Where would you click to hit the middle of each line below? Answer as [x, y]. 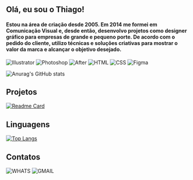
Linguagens [28, 124]
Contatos [23, 157]
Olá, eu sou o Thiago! [45, 10]
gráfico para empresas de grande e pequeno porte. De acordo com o [90, 37]
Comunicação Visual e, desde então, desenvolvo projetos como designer [96, 30]
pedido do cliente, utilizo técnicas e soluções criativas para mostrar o [92, 43]
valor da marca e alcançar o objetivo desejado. [64, 49]
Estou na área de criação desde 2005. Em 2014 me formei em [82, 24]
